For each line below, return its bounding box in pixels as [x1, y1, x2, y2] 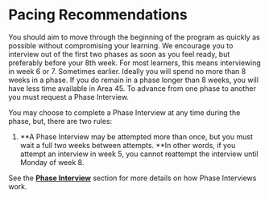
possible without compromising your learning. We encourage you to [8, 40, 234, 50]
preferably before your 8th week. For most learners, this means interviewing [8, 58, 262, 68]
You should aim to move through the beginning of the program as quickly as [8, 32, 260, 42]
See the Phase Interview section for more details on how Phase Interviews [8, 173, 257, 183]
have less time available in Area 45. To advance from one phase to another [8, 83, 256, 93]
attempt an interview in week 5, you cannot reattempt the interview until [19, 149, 259, 159]
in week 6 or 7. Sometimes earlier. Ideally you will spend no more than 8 [8, 66, 246, 76]
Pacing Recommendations [8, 6, 188, 24]
